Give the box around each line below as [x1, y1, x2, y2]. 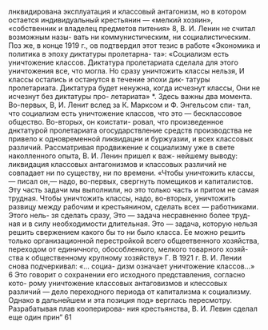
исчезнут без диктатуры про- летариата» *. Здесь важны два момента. [8, 92, 253, 101]
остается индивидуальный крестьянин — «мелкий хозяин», [8, 15, 214, 25]
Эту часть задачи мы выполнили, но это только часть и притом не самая [8, 185, 259, 194]
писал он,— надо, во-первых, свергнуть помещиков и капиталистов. [17, 177, 254, 186]
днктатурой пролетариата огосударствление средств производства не [8, 125, 253, 135]
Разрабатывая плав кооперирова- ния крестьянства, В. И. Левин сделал [8, 304, 258, 313]
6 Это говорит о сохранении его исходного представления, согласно [8, 270, 246, 279]
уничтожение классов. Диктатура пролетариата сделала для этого [8, 58, 238, 67]
